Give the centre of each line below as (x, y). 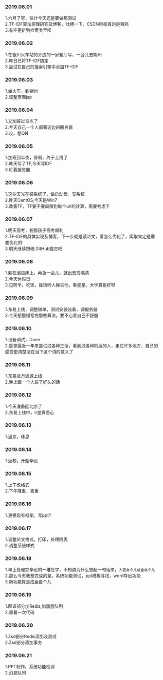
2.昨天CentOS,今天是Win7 (31, 200)
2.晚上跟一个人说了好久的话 (33, 382)
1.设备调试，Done (23, 339)
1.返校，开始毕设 (21, 461)
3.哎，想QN (17, 133)
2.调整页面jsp (18, 97)
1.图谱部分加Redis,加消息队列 (34, 606)
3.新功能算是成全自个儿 (28, 582)
